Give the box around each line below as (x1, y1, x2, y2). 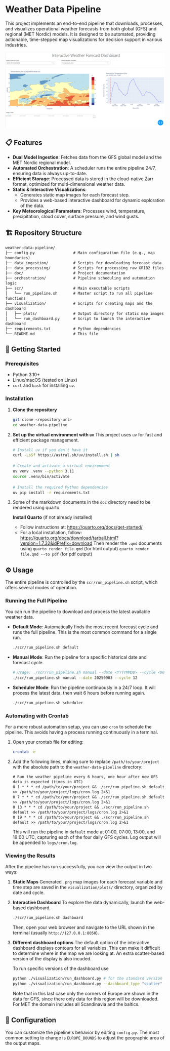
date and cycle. (12, 890, 45, 896)
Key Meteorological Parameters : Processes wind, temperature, (12, 208, 146, 214)
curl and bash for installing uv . (12, 382, 75, 388)
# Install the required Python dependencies (12, 484, 108, 490)
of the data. (20, 203, 45, 209)
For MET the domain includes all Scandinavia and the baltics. (12, 1001, 140, 1007)
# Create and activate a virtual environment (12, 463, 110, 469)
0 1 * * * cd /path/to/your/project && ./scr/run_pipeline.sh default (12, 785, 165, 790)
